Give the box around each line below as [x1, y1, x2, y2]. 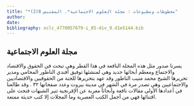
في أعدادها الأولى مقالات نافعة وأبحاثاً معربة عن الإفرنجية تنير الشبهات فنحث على [6, 87, 183, 94]
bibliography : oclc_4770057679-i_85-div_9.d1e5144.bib [6, 25, 144, 31]
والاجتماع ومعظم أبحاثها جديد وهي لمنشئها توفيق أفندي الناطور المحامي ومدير [6, 69, 175, 76]
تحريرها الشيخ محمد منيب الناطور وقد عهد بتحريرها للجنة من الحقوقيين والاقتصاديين [6, 74, 188, 82]
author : [6, 14, 26, 20]
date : [6, 19, 20, 25]
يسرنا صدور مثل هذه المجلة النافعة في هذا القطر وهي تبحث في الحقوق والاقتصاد [6, 62, 182, 69]
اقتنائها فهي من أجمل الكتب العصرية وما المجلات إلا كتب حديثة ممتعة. [6, 93, 157, 100]
